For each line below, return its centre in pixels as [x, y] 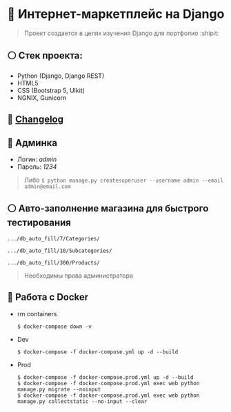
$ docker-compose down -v [54, 327]
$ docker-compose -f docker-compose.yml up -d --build [98, 352]
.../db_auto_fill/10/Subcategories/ [60, 251]
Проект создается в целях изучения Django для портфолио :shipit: [121, 33]
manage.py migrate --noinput [59, 389]
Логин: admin [37, 159]
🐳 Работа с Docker [48, 297]
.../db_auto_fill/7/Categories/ [53, 238]
